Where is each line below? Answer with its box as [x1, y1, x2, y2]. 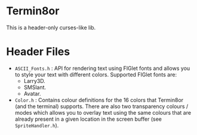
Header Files [6, 45, 70, 59]
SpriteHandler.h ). [14, 121, 59, 129]
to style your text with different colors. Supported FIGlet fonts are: [14, 70, 177, 78]
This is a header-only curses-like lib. [6, 24, 96, 31]
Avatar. [23, 90, 41, 97]
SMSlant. [23, 84, 47, 91]
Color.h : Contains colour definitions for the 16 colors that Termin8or [14, 96, 184, 103]
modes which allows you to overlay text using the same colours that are [14, 109, 192, 116]
